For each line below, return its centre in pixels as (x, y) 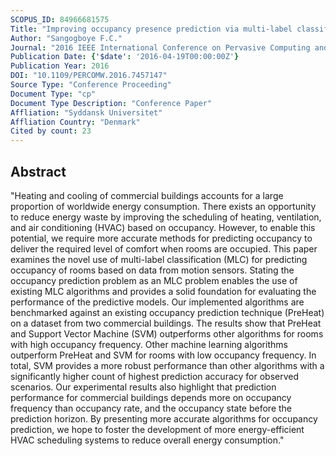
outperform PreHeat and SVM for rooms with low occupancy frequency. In (163, 355)
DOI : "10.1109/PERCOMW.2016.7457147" (89, 76)
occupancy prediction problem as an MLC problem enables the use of (154, 280)
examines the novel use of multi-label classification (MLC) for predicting (159, 259)
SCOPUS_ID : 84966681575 (60, 19)
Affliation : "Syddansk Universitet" (86, 112)
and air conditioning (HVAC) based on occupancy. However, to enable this (163, 227)
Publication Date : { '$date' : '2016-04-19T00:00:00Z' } (125, 57)
